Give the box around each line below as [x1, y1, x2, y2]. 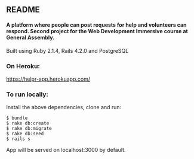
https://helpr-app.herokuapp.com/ [6, 75, 91, 82]
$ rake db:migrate [6, 126, 52, 132]
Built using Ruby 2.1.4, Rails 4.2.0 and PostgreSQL [6, 47, 129, 54]
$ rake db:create [6, 120, 50, 126]
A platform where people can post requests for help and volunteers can [6, 21, 187, 28]
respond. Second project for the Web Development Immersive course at [6, 27, 188, 34]
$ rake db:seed [6, 131, 44, 137]
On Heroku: [6, 62, 41, 70]
